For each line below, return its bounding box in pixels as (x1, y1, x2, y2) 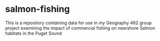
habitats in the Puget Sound (5, 30, 62, 36)
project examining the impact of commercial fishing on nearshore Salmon (5, 25, 156, 31)
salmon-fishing (5, 3, 70, 15)
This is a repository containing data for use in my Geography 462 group (5, 20, 152, 26)
